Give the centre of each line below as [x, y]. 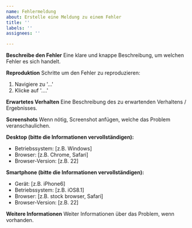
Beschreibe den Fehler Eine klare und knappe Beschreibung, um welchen [95, 55]
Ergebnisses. [22, 108]
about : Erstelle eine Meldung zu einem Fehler [64, 17]
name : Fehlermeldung [31, 11]
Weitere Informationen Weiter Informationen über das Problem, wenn [90, 214]
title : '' [18, 22]
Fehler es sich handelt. [33, 62]
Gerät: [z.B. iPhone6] [40, 184]
